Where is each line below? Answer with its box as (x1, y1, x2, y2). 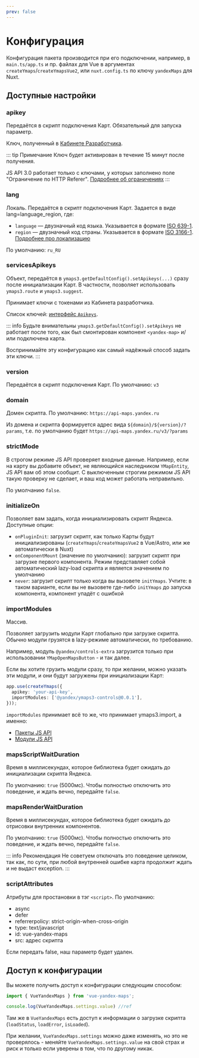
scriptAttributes (6, 880, 54, 888)
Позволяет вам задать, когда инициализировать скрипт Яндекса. (6, 515, 173, 522)
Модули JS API (14, 735, 52, 742)
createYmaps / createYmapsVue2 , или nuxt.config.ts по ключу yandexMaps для (6, 67, 192, 74)
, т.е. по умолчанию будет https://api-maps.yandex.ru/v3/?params (21, 427, 189, 434)
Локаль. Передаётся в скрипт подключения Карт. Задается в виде (6, 204, 176, 211)
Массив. (6, 618, 28, 625)
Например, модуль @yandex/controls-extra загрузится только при (6, 648, 174, 655)
